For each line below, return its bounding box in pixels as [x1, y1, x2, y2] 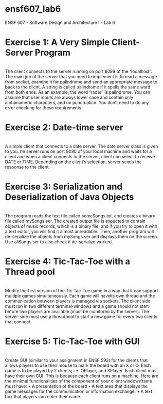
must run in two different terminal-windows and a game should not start [5, 303, 149, 309]
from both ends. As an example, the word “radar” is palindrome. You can [5, 89, 151, 95]
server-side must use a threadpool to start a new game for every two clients [5, 314, 158, 319]
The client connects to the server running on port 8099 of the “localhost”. [5, 68, 152, 74]
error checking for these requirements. [5, 105, 83, 110]
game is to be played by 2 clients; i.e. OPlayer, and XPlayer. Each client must [5, 367, 158, 373]
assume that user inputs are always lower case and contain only [5, 94, 134, 100]
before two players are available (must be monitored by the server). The [5, 308, 149, 314]
